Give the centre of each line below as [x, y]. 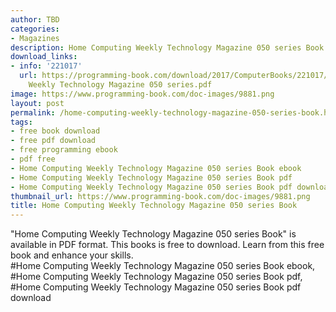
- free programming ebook [64, 150]
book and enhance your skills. [72, 255]
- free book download [55, 131]
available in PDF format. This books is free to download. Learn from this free [167, 245]
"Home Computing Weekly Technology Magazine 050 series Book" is [153, 234]
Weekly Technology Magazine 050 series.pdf [120, 85]
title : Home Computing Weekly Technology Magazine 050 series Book [154, 206]
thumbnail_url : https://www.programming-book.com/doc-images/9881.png [160, 196]
